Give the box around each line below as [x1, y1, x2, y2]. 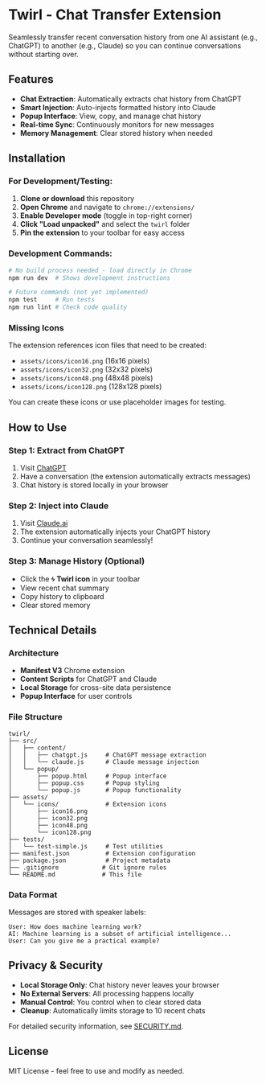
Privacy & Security [8, 959, 104, 972]
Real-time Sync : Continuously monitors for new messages [19, 119, 215, 129]
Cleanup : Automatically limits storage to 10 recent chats [19, 1005, 206, 1015]
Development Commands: [8, 248, 113, 259]
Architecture [8, 647, 59, 659]
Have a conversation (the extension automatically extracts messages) [19, 472, 252, 482]
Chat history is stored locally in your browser [19, 480, 169, 490]
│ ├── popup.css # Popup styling [8, 778, 160, 787]
